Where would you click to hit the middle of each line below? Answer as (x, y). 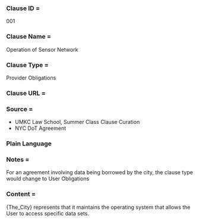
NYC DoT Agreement (40, 128)
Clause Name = (29, 37)
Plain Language (29, 144)
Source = (20, 109)
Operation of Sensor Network (42, 49)
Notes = (18, 160)
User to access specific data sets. (48, 213)
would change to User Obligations (48, 179)
